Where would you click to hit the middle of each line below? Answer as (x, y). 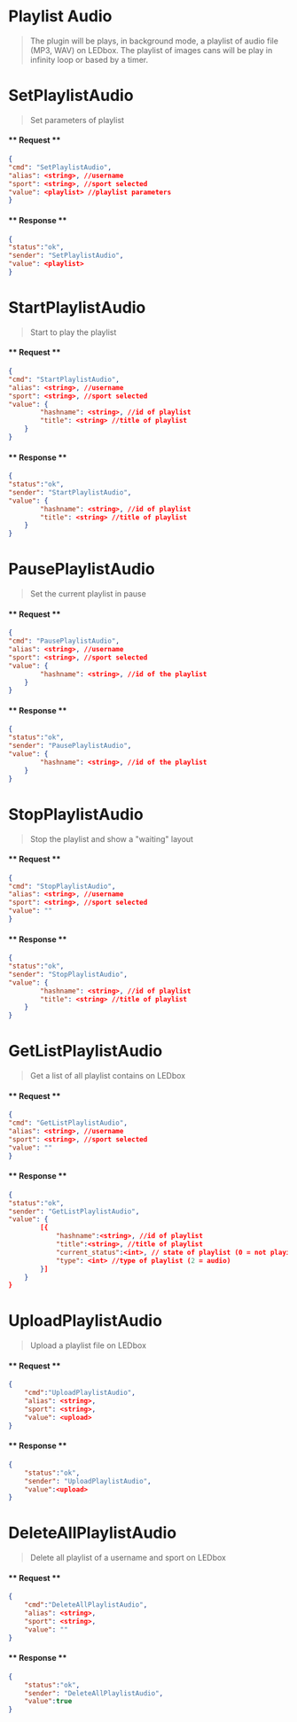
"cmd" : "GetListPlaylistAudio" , (68, 1123)
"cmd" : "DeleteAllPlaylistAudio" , (86, 1605)
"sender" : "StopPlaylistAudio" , (68, 974)
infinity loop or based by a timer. (89, 59)
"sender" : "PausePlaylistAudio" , (70, 746)
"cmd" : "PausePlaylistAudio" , (64, 641)
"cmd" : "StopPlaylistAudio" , (62, 886)
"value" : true (48, 1702)
